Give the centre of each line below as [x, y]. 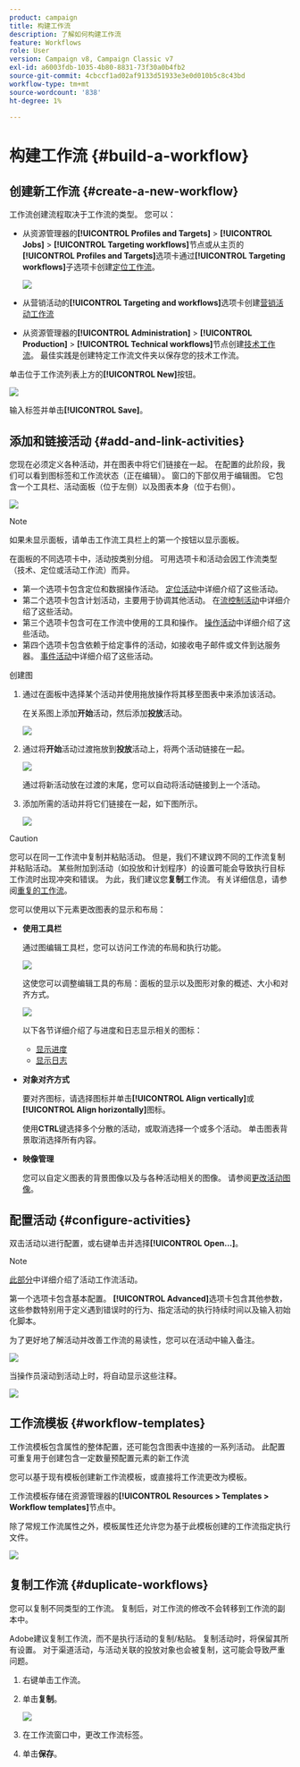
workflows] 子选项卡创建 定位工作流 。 [91, 267]
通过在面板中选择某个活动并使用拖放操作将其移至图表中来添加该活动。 [151, 694]
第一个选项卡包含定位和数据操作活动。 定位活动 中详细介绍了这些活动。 [152, 589]
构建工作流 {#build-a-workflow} [129, 155]
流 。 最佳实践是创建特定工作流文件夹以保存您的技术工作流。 [133, 355]
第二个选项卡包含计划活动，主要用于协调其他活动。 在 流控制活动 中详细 [152, 600]
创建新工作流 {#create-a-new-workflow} [124, 191]
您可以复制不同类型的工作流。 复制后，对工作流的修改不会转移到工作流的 [143, 1608]
